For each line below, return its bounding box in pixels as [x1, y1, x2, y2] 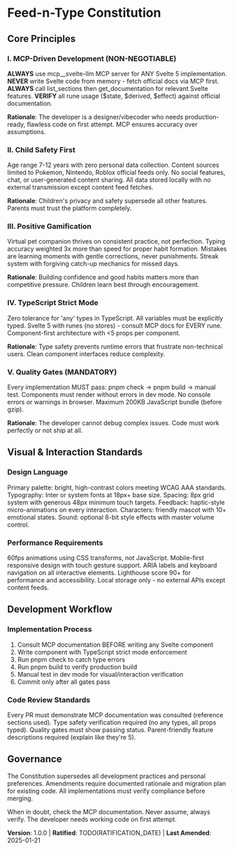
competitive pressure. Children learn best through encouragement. [7, 281, 200, 289]
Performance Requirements [7, 538, 103, 548]
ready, [7, 120, 26, 129]
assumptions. [7, 127, 46, 135]
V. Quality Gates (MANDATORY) [7, 367, 117, 376]
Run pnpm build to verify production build [17, 662, 138, 671]
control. [7, 520, 30, 529]
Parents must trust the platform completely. [7, 204, 132, 212]
